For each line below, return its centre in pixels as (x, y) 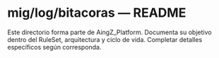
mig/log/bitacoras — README (97, 13)
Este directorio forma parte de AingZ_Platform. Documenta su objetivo (109, 32)
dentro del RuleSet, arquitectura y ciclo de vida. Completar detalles (105, 39)
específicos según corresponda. (54, 47)
